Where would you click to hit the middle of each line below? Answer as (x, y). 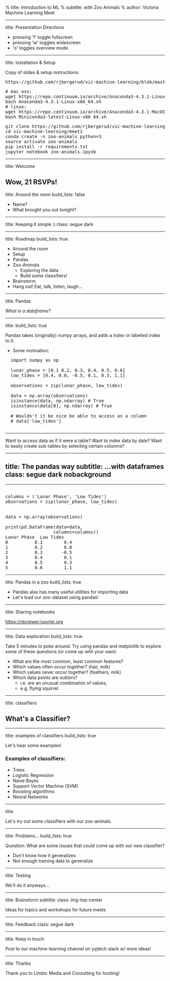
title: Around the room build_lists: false (45, 194)
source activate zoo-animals (41, 142)
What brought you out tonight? (45, 210)
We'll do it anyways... (27, 885)
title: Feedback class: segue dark (40, 924)
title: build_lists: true (26, 325)
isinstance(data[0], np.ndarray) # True (61, 406)
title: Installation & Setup (30, 62)
